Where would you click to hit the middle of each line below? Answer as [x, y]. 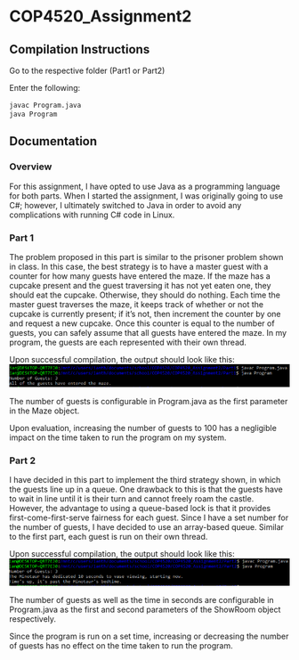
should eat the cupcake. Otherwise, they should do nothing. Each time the [145, 295]
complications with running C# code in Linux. [92, 215]
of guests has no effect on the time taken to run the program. [121, 646]
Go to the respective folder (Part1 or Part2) [87, 70]
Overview [31, 167]
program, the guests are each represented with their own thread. [128, 342]
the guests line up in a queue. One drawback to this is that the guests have [146, 489]
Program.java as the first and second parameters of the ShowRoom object [145, 610]
